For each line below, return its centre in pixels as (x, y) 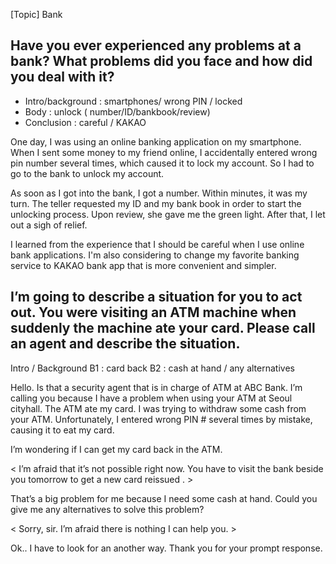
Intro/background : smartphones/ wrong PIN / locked (133, 101)
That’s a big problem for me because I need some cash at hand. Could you (164, 498)
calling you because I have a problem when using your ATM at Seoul (151, 398)
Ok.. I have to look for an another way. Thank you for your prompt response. (166, 548)
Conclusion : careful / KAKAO (85, 122)
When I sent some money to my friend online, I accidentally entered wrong (164, 152)
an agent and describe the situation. (125, 344)
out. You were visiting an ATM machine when (153, 312)
